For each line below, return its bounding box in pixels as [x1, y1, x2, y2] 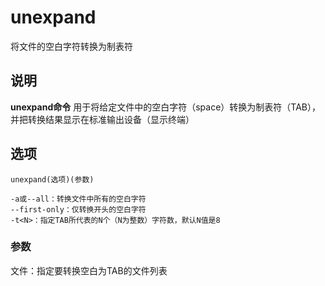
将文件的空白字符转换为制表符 [10, 40, 133, 52]
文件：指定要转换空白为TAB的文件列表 [10, 264, 168, 276]
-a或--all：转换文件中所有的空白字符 [10, 194, 147, 204]
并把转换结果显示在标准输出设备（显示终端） [10, 113, 195, 125]
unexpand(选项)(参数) [10, 174, 95, 185]
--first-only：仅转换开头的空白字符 [10, 204, 147, 215]
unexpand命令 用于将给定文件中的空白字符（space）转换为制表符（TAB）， [10, 101, 321, 113]
